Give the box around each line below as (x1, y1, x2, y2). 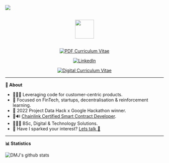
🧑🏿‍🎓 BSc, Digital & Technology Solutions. (12, 120, 98, 126)
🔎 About (5, 82, 23, 88)
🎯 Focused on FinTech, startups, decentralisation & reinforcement (12, 97, 148, 103)
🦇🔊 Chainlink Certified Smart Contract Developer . (12, 113, 117, 119)
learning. (12, 102, 31, 108)
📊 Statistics (5, 140, 31, 146)
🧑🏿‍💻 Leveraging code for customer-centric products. (12, 92, 123, 97)
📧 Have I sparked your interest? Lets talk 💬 (12, 126, 101, 131)
